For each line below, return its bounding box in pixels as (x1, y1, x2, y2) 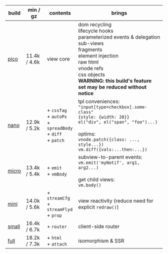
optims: (78, 130, 96, 137)
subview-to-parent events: (78, 153, 142, 160)
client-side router (78, 223, 120, 229)
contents (49, 9, 71, 16)
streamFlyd (46, 207, 73, 212)
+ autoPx (46, 113, 67, 119)
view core (46, 55, 70, 62)
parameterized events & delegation (78, 33, 160, 40)
